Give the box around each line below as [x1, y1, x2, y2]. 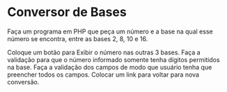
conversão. [7, 77, 40, 86]
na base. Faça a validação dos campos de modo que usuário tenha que [7, 63, 212, 71]
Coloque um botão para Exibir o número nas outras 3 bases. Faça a [7, 48, 201, 56]
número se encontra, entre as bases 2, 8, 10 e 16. [7, 34, 148, 43]
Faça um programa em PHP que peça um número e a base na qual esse [7, 27, 214, 36]
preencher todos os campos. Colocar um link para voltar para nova [7, 70, 200, 79]
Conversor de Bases [7, 4, 127, 20]
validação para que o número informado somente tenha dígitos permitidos [7, 55, 221, 63]
